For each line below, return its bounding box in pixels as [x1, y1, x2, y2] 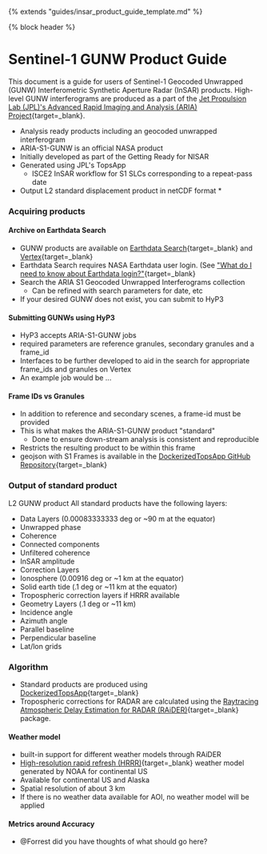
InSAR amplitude [19, 556, 75, 566]
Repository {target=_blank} [19, 460, 108, 470]
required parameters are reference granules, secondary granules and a [19, 339, 254, 349]
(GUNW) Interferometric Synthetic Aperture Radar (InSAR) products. [8, 85, 233, 94]
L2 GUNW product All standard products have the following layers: [8, 498, 228, 507]
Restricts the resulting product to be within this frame [19, 443, 196, 453]
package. [19, 714, 51, 724]
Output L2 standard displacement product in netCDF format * [19, 186, 222, 195]
